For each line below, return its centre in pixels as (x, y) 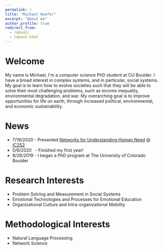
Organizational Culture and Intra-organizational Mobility (69, 204)
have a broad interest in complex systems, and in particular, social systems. (82, 80)
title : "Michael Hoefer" (31, 14)
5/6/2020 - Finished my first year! (48, 150)
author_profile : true (27, 23)
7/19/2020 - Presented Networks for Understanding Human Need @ (81, 139)
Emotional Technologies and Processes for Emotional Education (77, 199)
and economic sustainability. (34, 106)
